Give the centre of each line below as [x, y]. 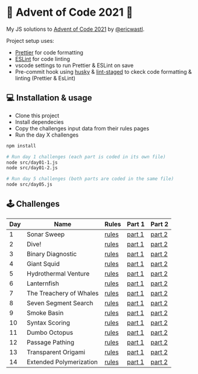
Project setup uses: [30, 40]
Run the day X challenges [47, 135]
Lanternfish [43, 283]
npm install [21, 146]
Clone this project [37, 115]
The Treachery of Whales [63, 293]
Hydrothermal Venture [58, 273]
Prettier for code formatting [49, 52]
